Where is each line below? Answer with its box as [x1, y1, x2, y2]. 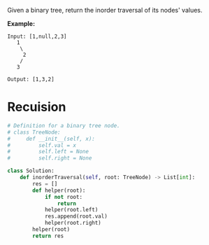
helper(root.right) [44, 220, 101, 227]
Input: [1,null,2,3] [7, 33, 68, 40]
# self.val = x [7, 141, 77, 149]
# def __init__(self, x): [7, 135, 96, 142]
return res [32, 232, 64, 239]
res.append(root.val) [44, 213, 108, 220]
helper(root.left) [44, 206, 99, 213]
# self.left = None [7, 148, 89, 155]
